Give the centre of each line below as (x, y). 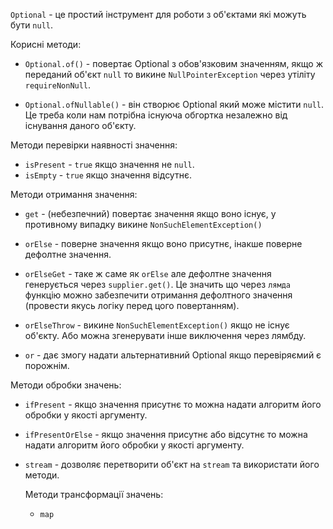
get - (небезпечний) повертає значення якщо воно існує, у (150, 213)
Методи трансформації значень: (94, 494)
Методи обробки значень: (66, 385)
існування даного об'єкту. (80, 125)
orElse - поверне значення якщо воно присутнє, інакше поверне (163, 243)
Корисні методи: (46, 44)
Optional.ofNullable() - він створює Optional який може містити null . (174, 104)
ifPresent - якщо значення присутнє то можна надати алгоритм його (173, 404)
